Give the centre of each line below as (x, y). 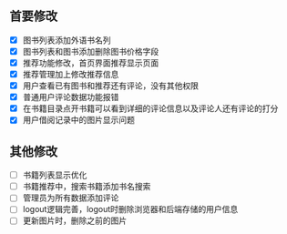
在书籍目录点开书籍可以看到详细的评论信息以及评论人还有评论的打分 (150, 108)
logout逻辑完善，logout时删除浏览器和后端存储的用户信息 (130, 209)
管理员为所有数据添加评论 (71, 198)
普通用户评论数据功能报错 (71, 97)
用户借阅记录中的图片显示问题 (78, 120)
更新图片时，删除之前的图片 (75, 220)
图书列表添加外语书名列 (67, 40)
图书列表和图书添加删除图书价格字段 (91, 51)
